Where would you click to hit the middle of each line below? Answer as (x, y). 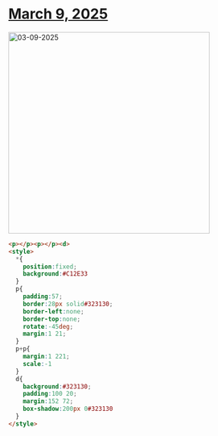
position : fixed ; (50, 267)
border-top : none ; (52, 319)
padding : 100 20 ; (50, 394)
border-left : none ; (53, 311)
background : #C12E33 (56, 274)
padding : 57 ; (43, 297)
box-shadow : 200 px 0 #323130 (68, 409)
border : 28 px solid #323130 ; (68, 304)
